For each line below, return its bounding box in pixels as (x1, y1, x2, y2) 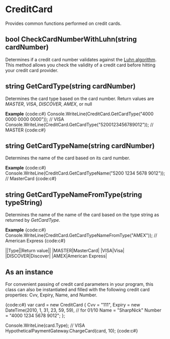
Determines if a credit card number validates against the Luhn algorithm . (5, 56, 157, 62)
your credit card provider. (5, 67, 58, 73)
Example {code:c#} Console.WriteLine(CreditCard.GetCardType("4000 (5, 111, 154, 117)
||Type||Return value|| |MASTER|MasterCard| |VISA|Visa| (5, 248, 125, 254)
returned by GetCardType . (5, 217, 60, 223)
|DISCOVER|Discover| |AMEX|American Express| (5, 253, 108, 259)
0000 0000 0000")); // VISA (5, 116, 64, 122)
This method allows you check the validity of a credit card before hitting (5, 62, 156, 68)
